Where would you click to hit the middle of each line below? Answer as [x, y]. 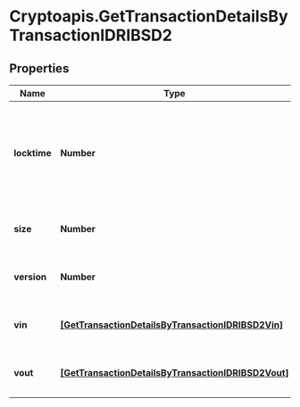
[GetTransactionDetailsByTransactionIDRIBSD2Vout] [175, 373]
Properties [39, 68]
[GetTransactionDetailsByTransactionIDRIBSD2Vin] [172, 325]
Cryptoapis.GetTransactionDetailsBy [149, 17]
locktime [33, 153]
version [30, 277]
